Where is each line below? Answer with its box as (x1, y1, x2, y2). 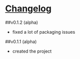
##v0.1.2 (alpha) (5, 19, 38, 25)
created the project (12, 48, 52, 54)
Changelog (5, 3, 52, 14)
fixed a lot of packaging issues (12, 29, 76, 35)
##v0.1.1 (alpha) (5, 38, 37, 45)
